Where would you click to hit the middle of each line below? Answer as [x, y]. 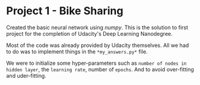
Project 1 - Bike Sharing [65, 11]
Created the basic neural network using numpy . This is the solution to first [97, 27]
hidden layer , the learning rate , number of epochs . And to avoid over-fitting [100, 69]
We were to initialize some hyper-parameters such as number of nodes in [96, 63]
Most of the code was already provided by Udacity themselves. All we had [98, 45]
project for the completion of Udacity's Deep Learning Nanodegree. [90, 33]
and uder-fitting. [26, 75]
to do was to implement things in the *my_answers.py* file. [77, 51]
